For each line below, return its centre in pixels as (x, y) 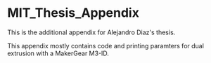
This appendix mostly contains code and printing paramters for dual (105, 45)
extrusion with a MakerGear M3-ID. (58, 53)
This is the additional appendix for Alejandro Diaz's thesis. (91, 32)
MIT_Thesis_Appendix (73, 13)
